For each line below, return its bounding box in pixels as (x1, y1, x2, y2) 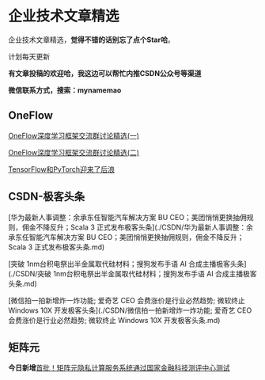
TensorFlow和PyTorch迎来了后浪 (8, 164, 115, 174)
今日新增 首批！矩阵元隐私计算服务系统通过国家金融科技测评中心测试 (8, 363, 230, 373)
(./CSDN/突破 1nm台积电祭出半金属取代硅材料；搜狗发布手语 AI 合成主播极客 (8, 268, 257, 278)
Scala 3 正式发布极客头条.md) (8, 242, 105, 252)
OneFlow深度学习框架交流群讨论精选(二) (8, 147, 140, 157)
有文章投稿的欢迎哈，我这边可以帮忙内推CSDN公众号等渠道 (8, 68, 202, 78)
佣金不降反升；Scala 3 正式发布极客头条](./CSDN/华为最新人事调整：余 (21, 222, 253, 232)
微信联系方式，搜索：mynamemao (8, 85, 122, 95)
